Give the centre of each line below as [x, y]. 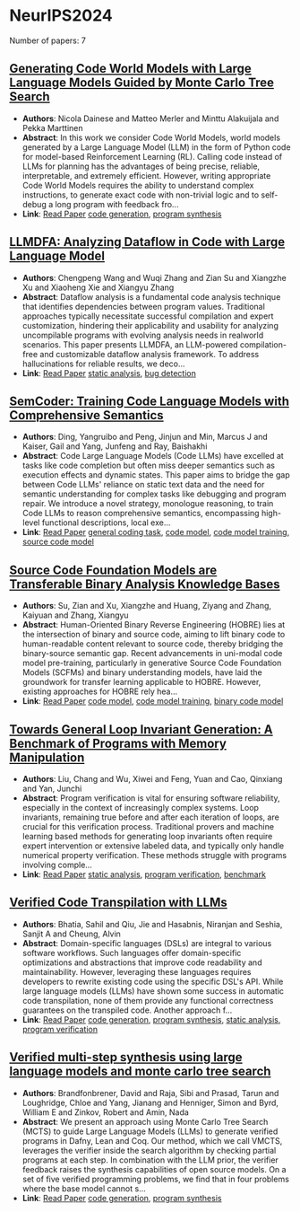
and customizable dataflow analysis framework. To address [150, 354]
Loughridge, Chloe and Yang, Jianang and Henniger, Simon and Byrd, [150, 1102]
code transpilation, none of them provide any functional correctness [148, 1000]
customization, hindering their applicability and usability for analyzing [150, 325]
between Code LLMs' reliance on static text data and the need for [143, 485]
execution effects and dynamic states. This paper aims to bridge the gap [156, 475]
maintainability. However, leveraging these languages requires [137, 971]
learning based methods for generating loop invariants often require [147, 836]
